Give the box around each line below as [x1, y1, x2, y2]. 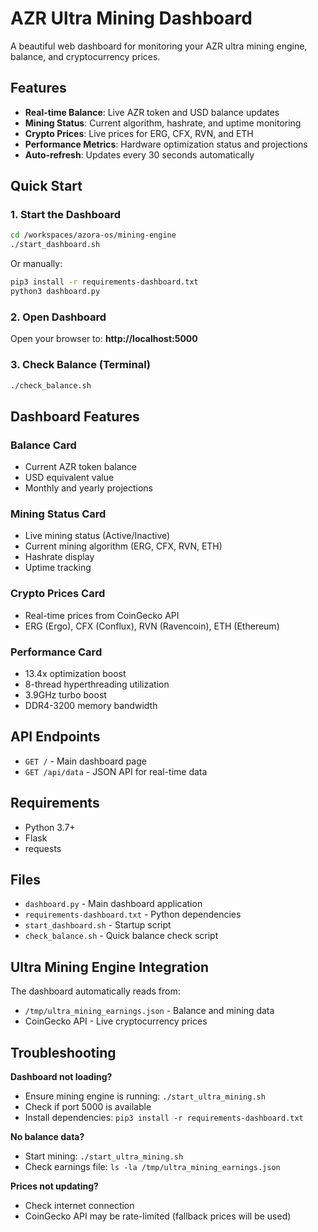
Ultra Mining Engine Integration [10, 958, 210, 976]
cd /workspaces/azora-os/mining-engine [10, 230, 177, 241]
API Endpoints [10, 728, 101, 746]
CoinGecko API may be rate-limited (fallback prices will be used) [24, 1210, 292, 1222]
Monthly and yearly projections [24, 482, 153, 494]
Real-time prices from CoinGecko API [24, 609, 180, 621]
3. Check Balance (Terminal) [10, 358, 152, 372]
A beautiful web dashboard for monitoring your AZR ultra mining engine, [10, 40, 308, 52]
